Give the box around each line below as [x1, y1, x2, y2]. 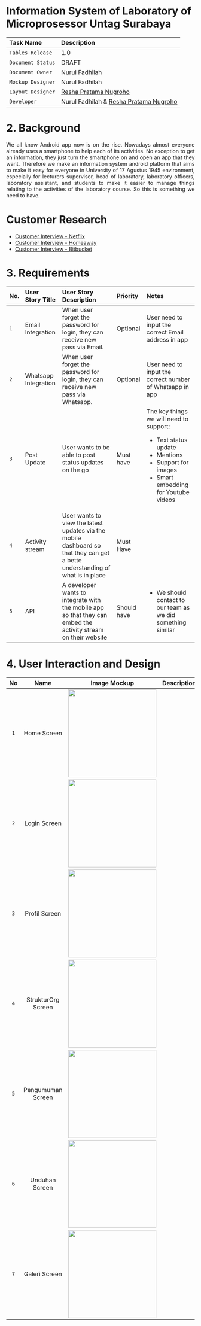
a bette [62, 556, 82, 564]
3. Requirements [6, 266, 90, 279]
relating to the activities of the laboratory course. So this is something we [6, 185, 195, 193]
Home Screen [23, 729, 63, 737]
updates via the [62, 526, 106, 534]
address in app [146, 335, 188, 343]
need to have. [6, 191, 40, 199]
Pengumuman [23, 1086, 63, 1094]
